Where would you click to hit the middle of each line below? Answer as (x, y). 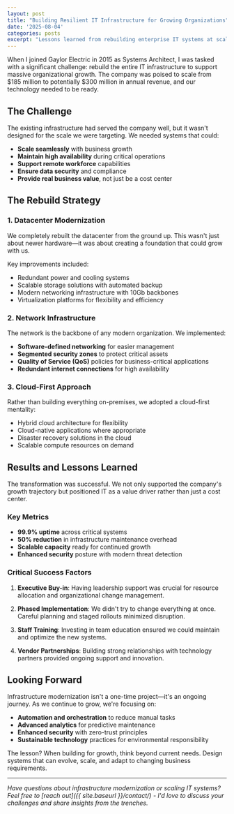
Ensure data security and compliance (72, 171)
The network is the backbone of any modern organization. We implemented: (117, 333)
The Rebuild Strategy (54, 201)
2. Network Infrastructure (52, 318)
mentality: (22, 410)
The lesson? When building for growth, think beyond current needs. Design (115, 753)
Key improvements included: (48, 264)
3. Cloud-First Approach (49, 387)
